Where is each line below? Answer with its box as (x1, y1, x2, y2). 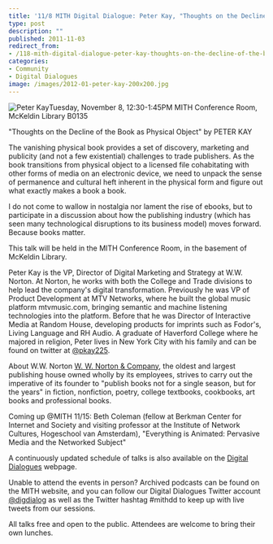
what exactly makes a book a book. (8, 185, 127, 195)
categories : (8, 58, 49, 66)
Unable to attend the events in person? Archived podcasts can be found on (8, 477, 260, 487)
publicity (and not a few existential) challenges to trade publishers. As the (8, 151, 254, 161)
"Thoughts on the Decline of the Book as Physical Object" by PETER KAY (8, 127, 253, 137)
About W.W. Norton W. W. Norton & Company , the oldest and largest (8, 361, 236, 371)
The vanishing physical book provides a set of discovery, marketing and (8, 142, 249, 152)
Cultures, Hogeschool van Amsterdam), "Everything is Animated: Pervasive (8, 429, 260, 438)
